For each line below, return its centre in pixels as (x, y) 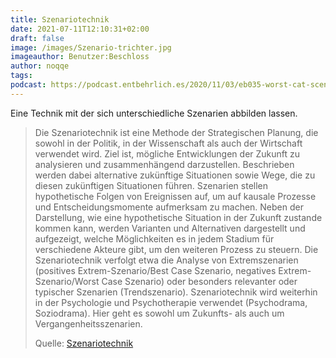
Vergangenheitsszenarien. (88, 323)
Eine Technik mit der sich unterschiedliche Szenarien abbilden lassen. (154, 113)
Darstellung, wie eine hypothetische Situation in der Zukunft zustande (178, 217)
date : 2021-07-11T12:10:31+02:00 (80, 29)
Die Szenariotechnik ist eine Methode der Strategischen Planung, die (176, 132)
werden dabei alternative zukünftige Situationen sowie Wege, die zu (175, 175)
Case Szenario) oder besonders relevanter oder (199, 281)
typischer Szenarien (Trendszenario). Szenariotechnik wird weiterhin (176, 292)
